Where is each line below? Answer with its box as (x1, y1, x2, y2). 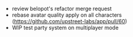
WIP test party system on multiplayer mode (11, 24, 119, 31)
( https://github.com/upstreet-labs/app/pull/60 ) (11, 18, 128, 24)
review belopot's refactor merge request (11, 5, 112, 12)
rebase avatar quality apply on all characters (11, 11, 122, 18)
